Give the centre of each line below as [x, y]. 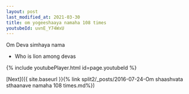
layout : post [22, 12]
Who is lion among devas [45, 56]
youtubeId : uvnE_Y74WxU [35, 28]
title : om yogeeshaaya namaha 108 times [57, 22]
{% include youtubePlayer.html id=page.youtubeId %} [72, 68]
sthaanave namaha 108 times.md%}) [51, 86]
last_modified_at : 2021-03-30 [43, 17]
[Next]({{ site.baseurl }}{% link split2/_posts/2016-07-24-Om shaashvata [95, 79]
